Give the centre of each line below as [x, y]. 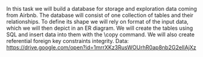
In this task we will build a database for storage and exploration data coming [102, 9]
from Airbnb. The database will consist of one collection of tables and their [100, 15]
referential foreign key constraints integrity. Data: [67, 41]
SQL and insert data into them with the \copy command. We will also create [101, 35]
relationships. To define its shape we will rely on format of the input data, [98, 22]
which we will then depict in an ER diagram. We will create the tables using [100, 28]
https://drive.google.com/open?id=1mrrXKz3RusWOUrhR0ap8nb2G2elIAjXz [101, 47]
